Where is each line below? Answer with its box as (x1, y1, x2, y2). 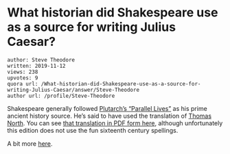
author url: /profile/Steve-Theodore (7, 92, 115, 99)
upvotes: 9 (7, 74, 38, 81)
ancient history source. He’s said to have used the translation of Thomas (7, 112, 211, 120)
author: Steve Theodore (7, 56, 76, 63)
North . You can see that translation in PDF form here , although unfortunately (7, 118, 223, 127)
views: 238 (7, 68, 38, 75)
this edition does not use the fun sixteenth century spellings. (7, 126, 179, 134)
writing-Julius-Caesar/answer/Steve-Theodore (7, 86, 139, 93)
